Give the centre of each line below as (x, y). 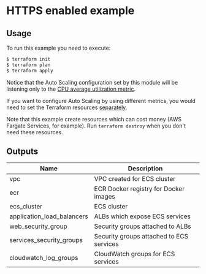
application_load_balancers (49, 216)
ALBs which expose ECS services (143, 216)
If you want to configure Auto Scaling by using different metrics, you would (101, 101)
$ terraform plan (29, 65)
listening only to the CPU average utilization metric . (71, 89)
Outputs (22, 152)
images (105, 197)
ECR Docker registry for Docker (139, 189)
